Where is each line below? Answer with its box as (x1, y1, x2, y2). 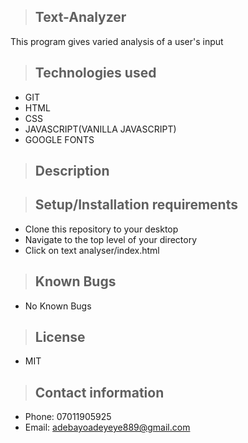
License (34, 329, 86, 346)
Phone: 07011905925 (24, 411, 112, 423)
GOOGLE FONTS (24, 133, 95, 145)
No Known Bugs (24, 300, 92, 312)
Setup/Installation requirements (34, 196, 238, 214)
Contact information (34, 384, 165, 401)
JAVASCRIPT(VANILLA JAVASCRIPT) (24, 123, 177, 135)
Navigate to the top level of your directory (24, 233, 198, 245)
